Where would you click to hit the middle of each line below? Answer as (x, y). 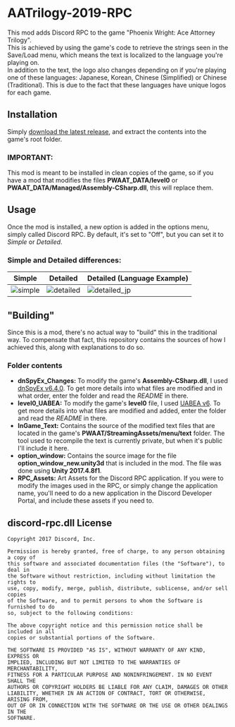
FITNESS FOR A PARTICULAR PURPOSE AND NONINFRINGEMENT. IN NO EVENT (110, 675)
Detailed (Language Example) (138, 279)
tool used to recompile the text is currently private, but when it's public (120, 441)
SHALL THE (22, 681)
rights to (22, 582)
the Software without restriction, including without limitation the (112, 576)
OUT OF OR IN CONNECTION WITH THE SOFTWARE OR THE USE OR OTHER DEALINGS (118, 706)
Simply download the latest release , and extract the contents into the (107, 131)
